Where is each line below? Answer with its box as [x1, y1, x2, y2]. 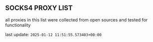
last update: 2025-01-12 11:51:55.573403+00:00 [5, 31, 102, 37]
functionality [5, 22, 31, 28]
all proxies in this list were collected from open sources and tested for [5, 17, 148, 22]
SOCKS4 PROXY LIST [5, 4, 73, 12]
